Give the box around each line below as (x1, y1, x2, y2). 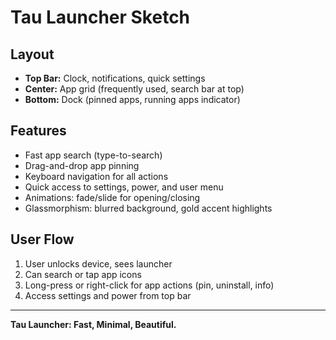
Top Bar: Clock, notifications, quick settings (24, 72, 206, 84)
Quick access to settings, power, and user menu (24, 181, 224, 193)
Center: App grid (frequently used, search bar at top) (24, 83, 245, 95)
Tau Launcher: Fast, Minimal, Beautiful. (10, 318, 177, 330)
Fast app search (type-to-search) (24, 149, 163, 161)
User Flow (10, 231, 75, 248)
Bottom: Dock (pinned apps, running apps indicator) (24, 94, 241, 105)
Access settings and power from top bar (24, 289, 192, 301)
